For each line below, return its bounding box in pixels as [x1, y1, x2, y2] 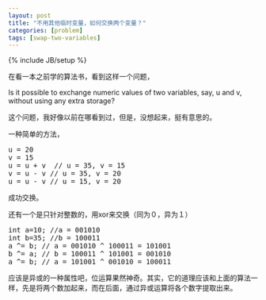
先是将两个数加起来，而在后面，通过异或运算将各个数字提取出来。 [21, 283, 237, 293]
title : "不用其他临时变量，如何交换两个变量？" [8, 19, 146, 27]
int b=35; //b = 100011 [8, 233, 101, 243]
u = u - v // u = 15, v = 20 [8, 177, 121, 187]
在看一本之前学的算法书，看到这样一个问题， [8, 72, 154, 82]
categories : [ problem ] [8, 26, 83, 34]
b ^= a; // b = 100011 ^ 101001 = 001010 [8, 249, 172, 259]
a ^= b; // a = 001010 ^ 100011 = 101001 [8, 241, 172, 251]
